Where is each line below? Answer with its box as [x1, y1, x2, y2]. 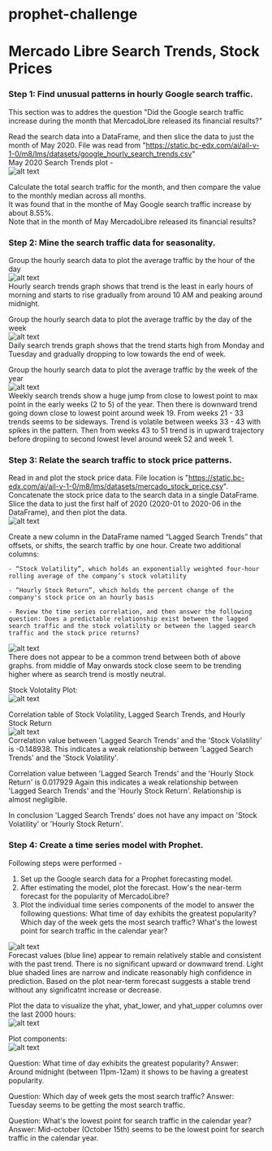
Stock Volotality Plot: [8, 685, 78, 695]
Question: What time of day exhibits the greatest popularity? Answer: [8, 1058, 240, 1068]
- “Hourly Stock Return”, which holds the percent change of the [8, 586, 234, 595]
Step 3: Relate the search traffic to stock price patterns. [8, 454, 233, 465]
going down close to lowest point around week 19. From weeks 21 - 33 [8, 408, 244, 418]
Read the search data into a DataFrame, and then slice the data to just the [8, 131, 254, 141]
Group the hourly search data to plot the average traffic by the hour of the [8, 255, 256, 265]
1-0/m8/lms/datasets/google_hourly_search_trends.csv [8, 148, 192, 159]
